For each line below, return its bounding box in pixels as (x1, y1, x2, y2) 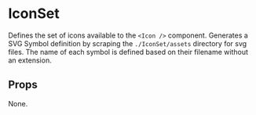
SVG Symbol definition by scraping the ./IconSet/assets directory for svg (8, 38, 247, 48)
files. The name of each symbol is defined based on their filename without (8, 47, 249, 56)
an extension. (8, 56, 53, 65)
